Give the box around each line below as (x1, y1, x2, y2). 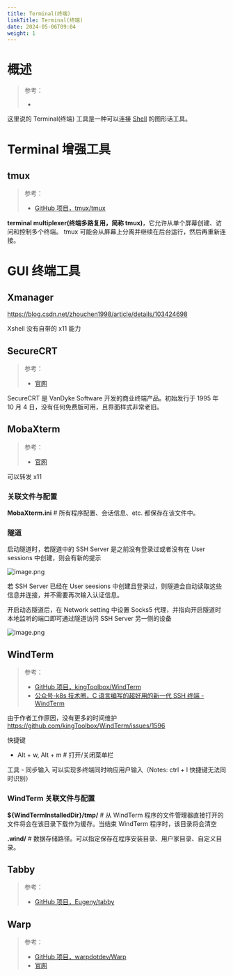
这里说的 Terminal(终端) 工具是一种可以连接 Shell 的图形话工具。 (7, 114, 191, 123)
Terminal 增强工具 (7, 142, 111, 158)
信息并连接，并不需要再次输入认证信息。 (7, 591, 123, 599)
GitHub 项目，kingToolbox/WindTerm (34, 683, 141, 691)
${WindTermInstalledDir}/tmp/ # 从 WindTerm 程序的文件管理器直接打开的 (7, 811, 224, 819)
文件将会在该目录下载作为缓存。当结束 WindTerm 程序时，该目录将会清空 (7, 819, 217, 827)
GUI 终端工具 (7, 263, 81, 279)
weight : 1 (7, 29, 36, 37)
